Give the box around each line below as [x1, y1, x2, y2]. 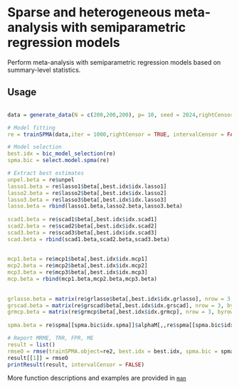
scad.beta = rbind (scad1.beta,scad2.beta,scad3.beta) [7, 235, 171, 243]
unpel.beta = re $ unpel [7, 176, 75, 183]
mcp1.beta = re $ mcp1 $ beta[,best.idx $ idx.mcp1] [7, 255, 148, 263]
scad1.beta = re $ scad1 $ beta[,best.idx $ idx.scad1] [7, 216, 158, 223]
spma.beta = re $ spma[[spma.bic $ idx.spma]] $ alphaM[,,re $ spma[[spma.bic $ [7, 321, 224, 329]
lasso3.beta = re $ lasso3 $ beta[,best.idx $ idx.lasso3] [7, 196, 167, 203]
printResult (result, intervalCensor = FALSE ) [7, 361, 144, 368]
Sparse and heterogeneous [7, 4, 172, 21]
